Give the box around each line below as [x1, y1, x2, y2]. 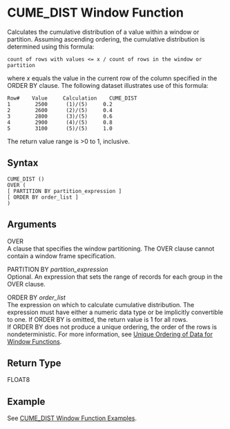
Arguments [7, 219, 57, 230]
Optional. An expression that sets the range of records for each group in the [7, 272, 223, 281]
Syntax [7, 157, 39, 169]
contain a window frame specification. [7, 251, 116, 260]
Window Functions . [7, 337, 62, 345]
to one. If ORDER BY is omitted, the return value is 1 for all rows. [7, 315, 189, 323]
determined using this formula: [7, 42, 95, 51]
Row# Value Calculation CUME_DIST [7, 95, 137, 102]
